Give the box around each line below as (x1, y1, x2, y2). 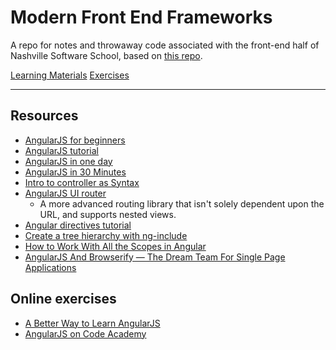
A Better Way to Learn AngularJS (24, 317, 161, 329)
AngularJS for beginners (24, 134, 126, 146)
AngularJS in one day (24, 155, 113, 167)
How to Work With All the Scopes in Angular (24, 240, 207, 252)
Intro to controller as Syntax (24, 176, 140, 188)
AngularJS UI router (24, 187, 107, 199)
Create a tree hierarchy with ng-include (24, 229, 188, 241)
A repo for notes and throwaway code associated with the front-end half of (10, 39, 320, 51)
